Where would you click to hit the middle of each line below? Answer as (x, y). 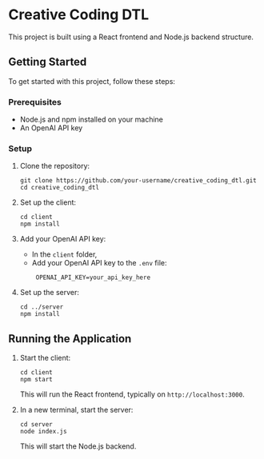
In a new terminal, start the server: (76, 410)
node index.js (43, 432)
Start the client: (45, 358)
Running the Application (70, 339)
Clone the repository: (55, 166)
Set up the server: (50, 293)
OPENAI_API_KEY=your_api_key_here (93, 277)
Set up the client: (48, 202)
